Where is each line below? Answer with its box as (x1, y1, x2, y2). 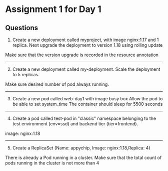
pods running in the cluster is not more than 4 (5, 160, 99, 166)
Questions (5, 24, 38, 32)
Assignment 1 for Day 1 (5, 4, 101, 15)
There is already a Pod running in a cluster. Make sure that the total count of (5, 154, 162, 160)
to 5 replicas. (12, 72, 39, 77)
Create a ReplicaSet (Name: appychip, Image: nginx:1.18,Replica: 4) (12, 145, 150, 151)
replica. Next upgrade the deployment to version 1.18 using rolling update (12, 42, 163, 48)
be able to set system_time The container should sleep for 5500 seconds (12, 101, 163, 107)
